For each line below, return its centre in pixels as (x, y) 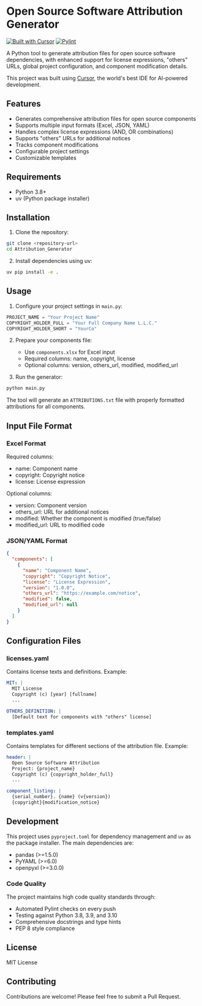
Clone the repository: (42, 232)
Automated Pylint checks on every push (65, 909)
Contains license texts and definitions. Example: (67, 672)
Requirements (34, 177)
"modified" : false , (47, 599)
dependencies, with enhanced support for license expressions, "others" (97, 59)
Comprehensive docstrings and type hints (68, 922)
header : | (19, 757)
